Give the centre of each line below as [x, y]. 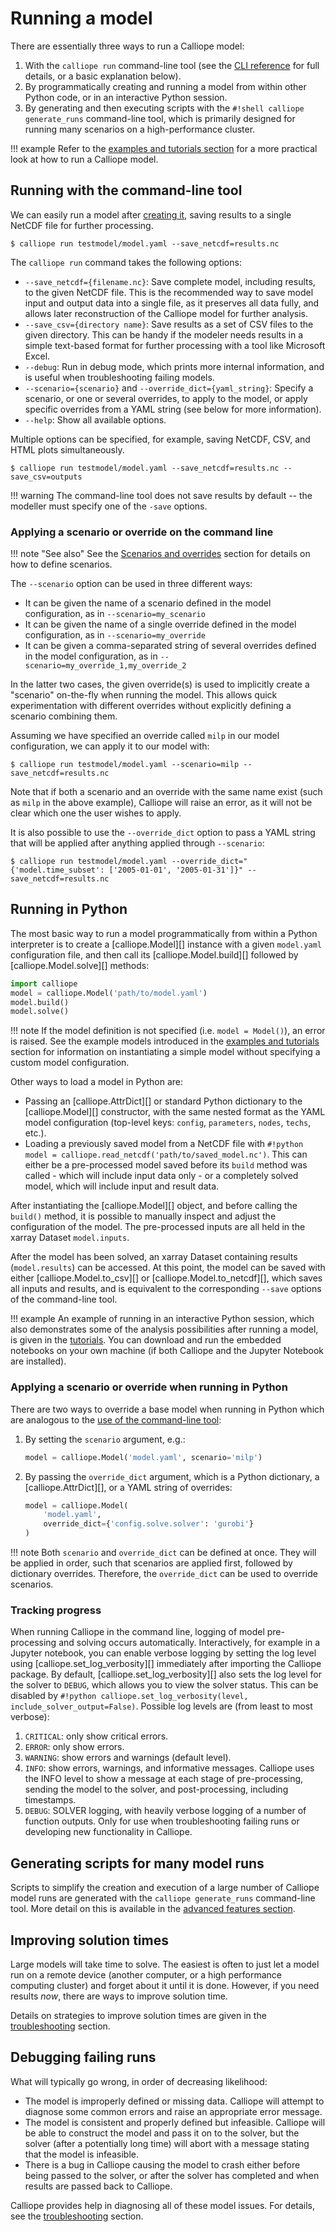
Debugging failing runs [83, 2057]
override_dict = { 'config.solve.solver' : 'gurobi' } [148, 1524]
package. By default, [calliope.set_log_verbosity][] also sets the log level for [166, 1674]
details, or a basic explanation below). [103, 76]
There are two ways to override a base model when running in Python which [167, 1409]
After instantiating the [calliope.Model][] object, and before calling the [154, 1206]
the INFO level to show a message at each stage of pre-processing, [164, 1779]
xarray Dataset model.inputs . [70, 1238]
